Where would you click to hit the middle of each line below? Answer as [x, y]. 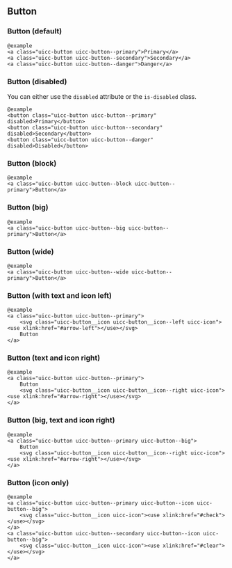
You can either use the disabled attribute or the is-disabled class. [102, 96]
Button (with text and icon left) [60, 295]
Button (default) [35, 31]
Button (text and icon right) [54, 358]
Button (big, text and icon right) [61, 420]
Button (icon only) [38, 482]
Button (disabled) [37, 81]
